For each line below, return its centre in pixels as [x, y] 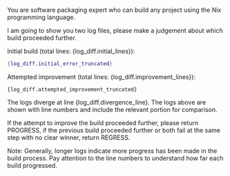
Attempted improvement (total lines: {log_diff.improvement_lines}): [101, 77]
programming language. [41, 17]
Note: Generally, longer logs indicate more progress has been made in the [112, 151]
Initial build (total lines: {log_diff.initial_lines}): [71, 51]
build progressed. [32, 165]
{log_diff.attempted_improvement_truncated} [72, 89]
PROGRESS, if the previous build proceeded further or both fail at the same [114, 130]
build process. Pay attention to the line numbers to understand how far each [115, 158]
